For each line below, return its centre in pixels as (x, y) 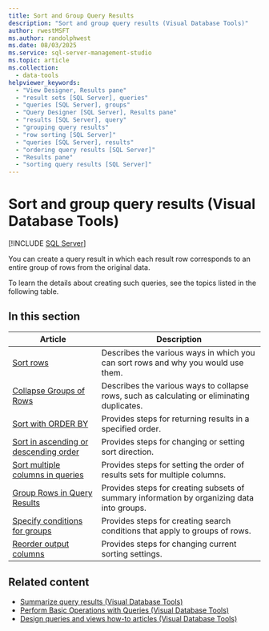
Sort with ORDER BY (50, 424)
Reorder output (41, 544)
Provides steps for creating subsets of (173, 488)
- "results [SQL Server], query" (71, 120)
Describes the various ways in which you (178, 352)
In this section (44, 317)
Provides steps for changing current (169, 544)
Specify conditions (48, 520)
